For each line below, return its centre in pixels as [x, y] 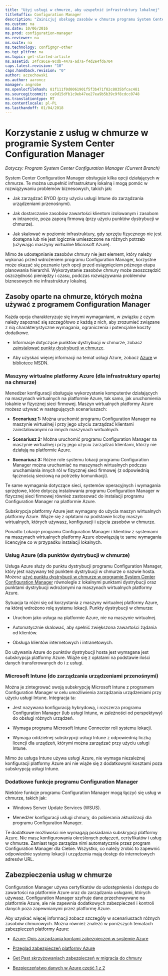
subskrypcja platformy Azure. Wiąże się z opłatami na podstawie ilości [78, 658]
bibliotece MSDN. [30, 363]
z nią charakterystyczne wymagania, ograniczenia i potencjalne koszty [78, 327]
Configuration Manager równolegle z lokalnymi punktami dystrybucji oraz [81, 582]
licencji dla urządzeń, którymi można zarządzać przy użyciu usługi [81, 743]
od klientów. [25, 633]
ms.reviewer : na [22, 38]
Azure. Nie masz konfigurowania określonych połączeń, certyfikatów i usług [83, 838]
